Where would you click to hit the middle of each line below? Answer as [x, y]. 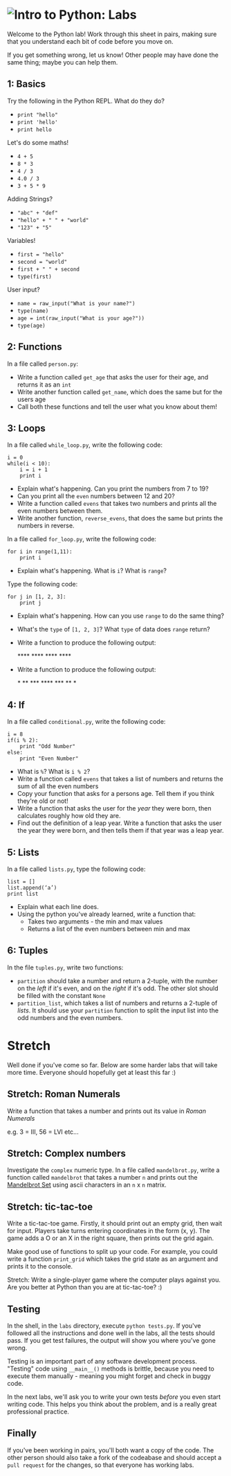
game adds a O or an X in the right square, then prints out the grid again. [111, 1238]
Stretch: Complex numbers [67, 1153]
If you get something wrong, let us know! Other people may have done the [113, 55]
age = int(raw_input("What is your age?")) [81, 318]
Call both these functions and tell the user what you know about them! [117, 407]
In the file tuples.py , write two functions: [65, 967]
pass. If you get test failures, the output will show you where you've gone [111, 1340]
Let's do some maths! [38, 142]
